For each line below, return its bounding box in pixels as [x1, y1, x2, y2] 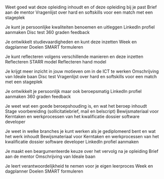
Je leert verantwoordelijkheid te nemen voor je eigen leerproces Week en [5, 163, 153, 169]
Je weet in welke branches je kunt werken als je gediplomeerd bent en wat [5, 128, 156, 134]
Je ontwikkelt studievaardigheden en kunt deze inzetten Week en [5, 39, 137, 45]
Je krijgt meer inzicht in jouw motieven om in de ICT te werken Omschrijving [5, 68, 159, 74]
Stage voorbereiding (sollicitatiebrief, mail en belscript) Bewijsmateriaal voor [5, 108, 159, 114]
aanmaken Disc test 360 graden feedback [5, 30, 90, 35]
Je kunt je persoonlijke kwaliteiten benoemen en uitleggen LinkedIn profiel [5, 24, 155, 30]
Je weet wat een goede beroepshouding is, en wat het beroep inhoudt [5, 103, 147, 109]
